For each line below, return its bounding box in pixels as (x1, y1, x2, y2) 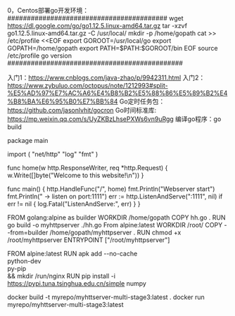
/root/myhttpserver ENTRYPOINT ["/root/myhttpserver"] (7, 236, 170, 244)
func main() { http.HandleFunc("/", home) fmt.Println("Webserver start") (7, 185, 215, 193)
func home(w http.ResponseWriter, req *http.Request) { (7, 164, 168, 172)
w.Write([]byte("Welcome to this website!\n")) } (7, 171, 144, 179)
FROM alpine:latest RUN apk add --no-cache (7, 249, 138, 258)
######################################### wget (7, 14, 184, 23)
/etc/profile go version (7, 51, 72, 60)
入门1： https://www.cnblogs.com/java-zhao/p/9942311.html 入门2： (7, 73, 205, 82)
